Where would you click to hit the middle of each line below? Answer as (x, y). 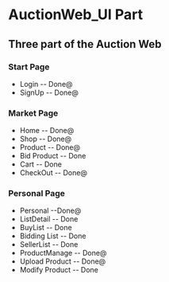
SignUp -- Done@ (49, 92)
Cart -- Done (40, 164)
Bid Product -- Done (53, 156)
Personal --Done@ (50, 211)
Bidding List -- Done (53, 236)
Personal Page (37, 194)
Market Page (33, 113)
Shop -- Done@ (46, 139)
